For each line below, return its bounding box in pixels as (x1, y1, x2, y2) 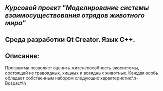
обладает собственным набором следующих (5, 75, 100, 81)
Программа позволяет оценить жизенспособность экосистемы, (5, 65, 140, 71)
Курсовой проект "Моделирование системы (5, 4, 149, 12)
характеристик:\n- (100, 75, 139, 81)
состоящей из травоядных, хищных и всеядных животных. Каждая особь (5, 70, 158, 76)
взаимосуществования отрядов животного (5, 12, 145, 20)
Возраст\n (5, 80, 26, 86)
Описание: (5, 52, 40, 60)
